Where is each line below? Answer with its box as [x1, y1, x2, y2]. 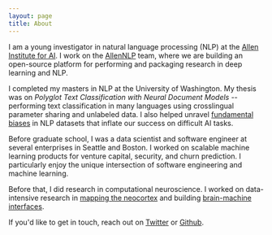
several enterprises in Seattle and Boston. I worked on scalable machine [8, 142, 250, 152]
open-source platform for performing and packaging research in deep [8, 59, 243, 69]
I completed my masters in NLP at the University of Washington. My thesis [8, 83, 257, 94]
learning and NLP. [8, 67, 69, 77]
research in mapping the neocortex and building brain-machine [40, 193, 252, 202]
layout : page [8, 11, 53, 20]
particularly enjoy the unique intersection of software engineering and [8, 159, 243, 169]
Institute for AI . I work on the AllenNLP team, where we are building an [8, 50, 244, 60]
